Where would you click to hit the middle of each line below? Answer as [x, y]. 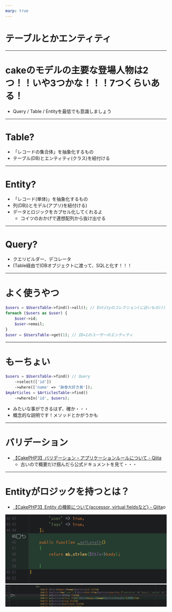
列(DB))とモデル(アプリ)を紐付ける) [50, 206]
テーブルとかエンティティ [58, 38]
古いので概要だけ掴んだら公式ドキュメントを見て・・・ [79, 464]
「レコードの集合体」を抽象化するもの [53, 152]
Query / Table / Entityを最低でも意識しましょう [62, 111]
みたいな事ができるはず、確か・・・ [51, 409]
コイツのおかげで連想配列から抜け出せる [63, 218]
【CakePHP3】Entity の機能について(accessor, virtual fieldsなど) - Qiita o [89, 507]
